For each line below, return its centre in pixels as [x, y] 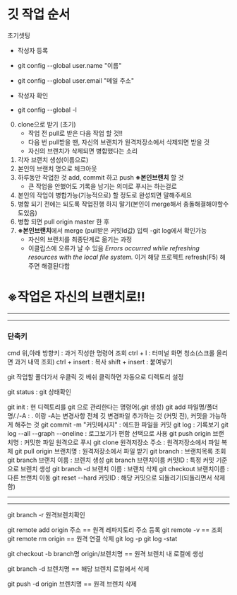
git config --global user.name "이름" [69, 65]
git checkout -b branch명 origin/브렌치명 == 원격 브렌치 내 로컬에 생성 [106, 554]
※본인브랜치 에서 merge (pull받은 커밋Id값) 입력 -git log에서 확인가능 [112, 230]
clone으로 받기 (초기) [47, 124]
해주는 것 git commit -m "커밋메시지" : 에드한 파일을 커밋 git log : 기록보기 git [122, 424]
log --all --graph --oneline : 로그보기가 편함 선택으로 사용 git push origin [109, 434]
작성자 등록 [33, 50]
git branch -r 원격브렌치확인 [47, 515]
